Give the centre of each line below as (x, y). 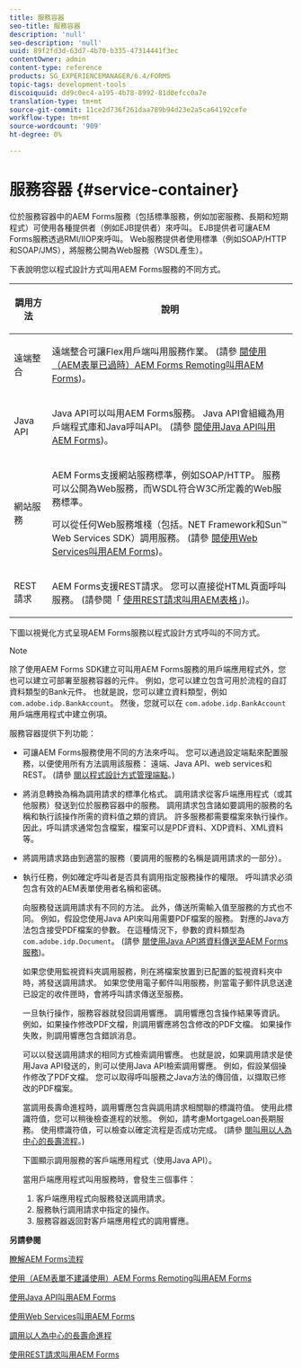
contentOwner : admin (48, 59)
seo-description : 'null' (56, 43)
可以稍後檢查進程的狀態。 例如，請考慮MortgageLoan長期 (169, 1118)
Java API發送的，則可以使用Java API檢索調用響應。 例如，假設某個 (154, 1065)
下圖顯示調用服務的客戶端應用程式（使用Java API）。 (120, 1159)
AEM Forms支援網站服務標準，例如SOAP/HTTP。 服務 (166, 475)
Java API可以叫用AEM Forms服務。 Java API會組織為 (164, 413)
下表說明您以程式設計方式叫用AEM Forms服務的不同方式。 (117, 269)
